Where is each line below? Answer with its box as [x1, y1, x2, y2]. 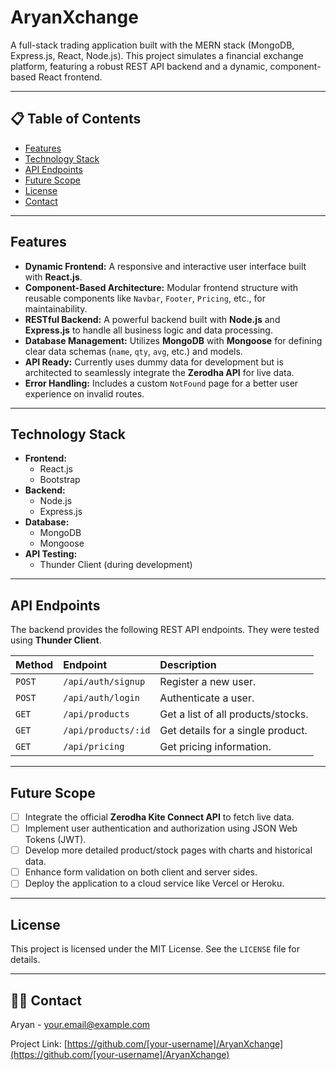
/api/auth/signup [63, 676, 146, 688]
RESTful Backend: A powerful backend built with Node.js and [24, 313, 281, 325]
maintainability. [24, 302, 88, 315]
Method [15, 658, 54, 672]
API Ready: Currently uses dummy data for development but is [24, 356, 284, 368]
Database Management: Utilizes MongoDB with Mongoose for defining [24, 334, 323, 346]
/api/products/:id [63, 725, 151, 736]
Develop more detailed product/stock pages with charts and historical [24, 844, 313, 856]
